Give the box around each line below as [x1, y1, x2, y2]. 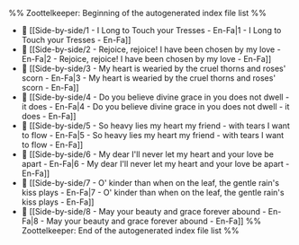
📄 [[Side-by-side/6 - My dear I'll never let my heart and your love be [21, 149, 274, 160]
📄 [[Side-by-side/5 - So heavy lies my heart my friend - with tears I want [21, 120, 290, 131]
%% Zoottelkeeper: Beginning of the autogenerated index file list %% [8, 8, 267, 18]
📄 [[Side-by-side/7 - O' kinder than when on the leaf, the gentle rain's [21, 178, 280, 188]
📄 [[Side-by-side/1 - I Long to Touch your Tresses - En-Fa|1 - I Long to [21, 25, 282, 35]
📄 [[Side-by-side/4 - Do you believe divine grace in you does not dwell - [21, 92, 290, 102]
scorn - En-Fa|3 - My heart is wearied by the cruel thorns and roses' [21, 73, 276, 83]
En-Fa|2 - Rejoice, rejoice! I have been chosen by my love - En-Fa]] [21, 54, 272, 64]
